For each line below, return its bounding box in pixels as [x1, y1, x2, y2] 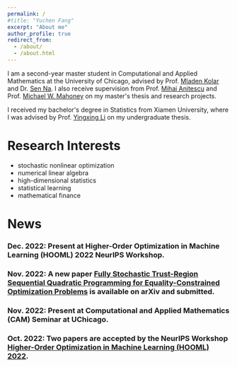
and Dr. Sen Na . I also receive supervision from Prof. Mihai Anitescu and [7, 84, 217, 93]
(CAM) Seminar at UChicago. [7, 314, 109, 324]
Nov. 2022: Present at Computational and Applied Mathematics [7, 305, 230, 315]
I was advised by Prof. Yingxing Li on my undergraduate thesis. [7, 112, 191, 121]
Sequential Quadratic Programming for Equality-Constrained [7, 277, 221, 287]
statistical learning [17, 183, 71, 192]
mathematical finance [17, 191, 81, 199]
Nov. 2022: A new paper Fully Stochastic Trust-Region [7, 269, 199, 279]
